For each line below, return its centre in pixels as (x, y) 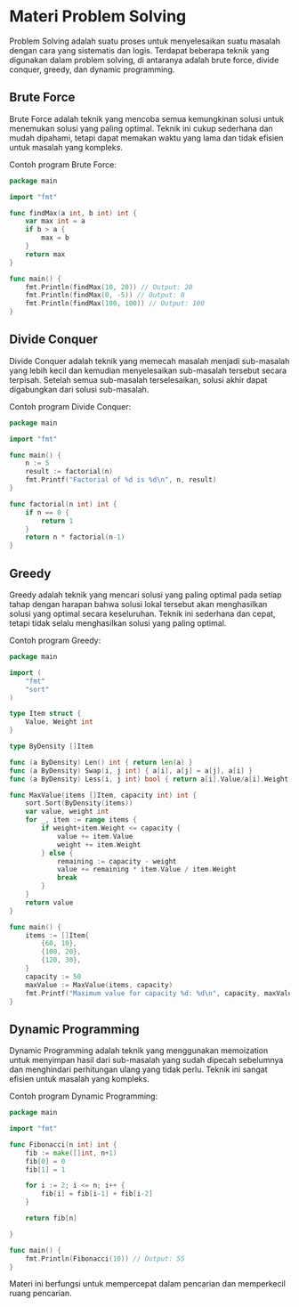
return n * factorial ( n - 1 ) (75, 537)
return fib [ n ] (51, 1218)
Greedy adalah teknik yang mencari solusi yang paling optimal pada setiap (145, 595)
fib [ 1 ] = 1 (45, 1169)
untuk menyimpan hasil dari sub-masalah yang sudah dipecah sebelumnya (146, 1060)
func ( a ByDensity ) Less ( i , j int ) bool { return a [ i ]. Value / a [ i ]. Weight (149, 779)
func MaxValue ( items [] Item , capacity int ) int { (103, 795)
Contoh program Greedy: (55, 640)
